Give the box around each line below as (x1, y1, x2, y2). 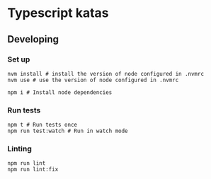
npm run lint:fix (7, 166, 59, 173)
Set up (7, 54, 30, 64)
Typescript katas (7, 5, 109, 21)
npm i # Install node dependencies (7, 88, 113, 96)
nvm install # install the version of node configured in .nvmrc (7, 70, 204, 77)
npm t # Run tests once (7, 122, 78, 129)
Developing (7, 33, 59, 45)
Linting (7, 144, 32, 154)
